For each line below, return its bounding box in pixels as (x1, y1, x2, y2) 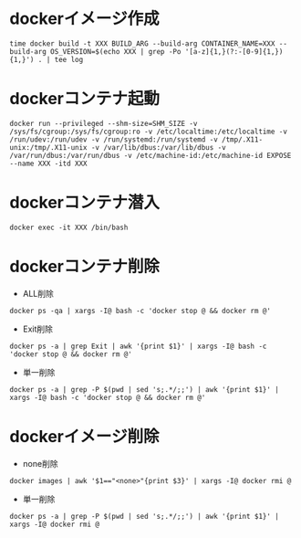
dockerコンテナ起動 (9, 89, 160, 110)
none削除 (22, 458, 58, 469)
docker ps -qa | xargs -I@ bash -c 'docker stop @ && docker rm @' (9, 306, 272, 315)
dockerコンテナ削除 (9, 257, 160, 277)
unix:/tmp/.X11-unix (9, 142, 88, 152)
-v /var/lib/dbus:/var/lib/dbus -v (90, 142, 226, 152)
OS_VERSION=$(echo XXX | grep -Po (49, 47, 182, 56)
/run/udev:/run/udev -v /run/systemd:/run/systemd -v (9, 134, 219, 144)
